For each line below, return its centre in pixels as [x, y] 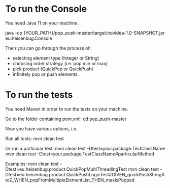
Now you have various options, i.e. [41, 128]
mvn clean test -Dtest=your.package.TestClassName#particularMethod [80, 154]
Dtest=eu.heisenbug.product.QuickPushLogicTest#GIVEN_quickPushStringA [85, 174]
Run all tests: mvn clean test [35, 139]
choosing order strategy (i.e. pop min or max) [60, 63]
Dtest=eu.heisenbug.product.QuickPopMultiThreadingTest [66, 169]
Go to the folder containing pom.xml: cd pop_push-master [66, 119]
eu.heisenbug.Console [29, 38]
